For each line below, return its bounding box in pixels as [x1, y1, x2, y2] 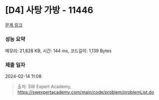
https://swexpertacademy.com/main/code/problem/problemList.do [17, 89, 155, 95]
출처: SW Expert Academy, [17, 83, 72, 90]
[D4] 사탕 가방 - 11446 [5, 4, 93, 16]
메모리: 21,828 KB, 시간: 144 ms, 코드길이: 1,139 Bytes [5, 48, 112, 54]
